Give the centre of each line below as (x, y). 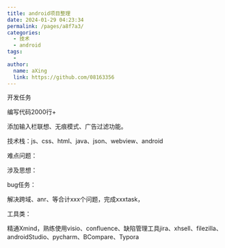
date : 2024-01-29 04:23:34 (45, 20)
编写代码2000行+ (32, 112)
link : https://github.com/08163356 (64, 77)
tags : (15, 52)
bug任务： (22, 185)
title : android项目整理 (39, 13)
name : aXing (30, 71)
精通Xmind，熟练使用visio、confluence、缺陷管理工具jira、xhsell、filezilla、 (115, 228)
